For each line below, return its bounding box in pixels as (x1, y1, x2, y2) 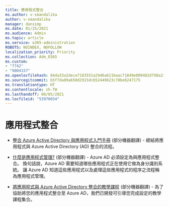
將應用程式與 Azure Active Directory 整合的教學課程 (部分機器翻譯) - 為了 (12, 184, 164, 190)
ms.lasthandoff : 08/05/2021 (5, 92, 64, 97)
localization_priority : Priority (5, 49, 75, 54)
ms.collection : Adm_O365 (5, 54, 57, 59)
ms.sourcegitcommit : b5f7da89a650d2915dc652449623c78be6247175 (5, 78, 141, 83)
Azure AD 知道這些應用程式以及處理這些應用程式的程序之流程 (28, 167, 155, 173)
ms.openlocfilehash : (5, 73, 49, 78)
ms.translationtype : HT (5, 82, 55, 87)
